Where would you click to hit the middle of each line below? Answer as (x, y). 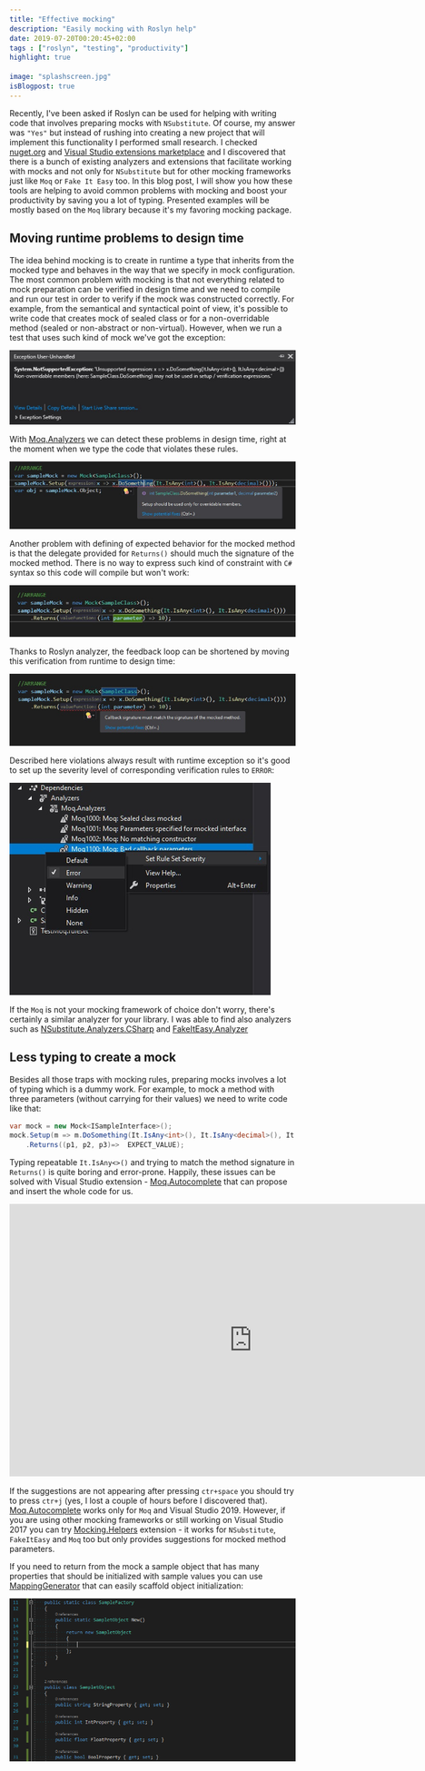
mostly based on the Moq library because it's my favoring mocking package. (151, 210)
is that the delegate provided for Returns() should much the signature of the (152, 553)
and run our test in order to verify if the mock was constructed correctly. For (152, 299)
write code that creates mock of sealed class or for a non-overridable (139, 318)
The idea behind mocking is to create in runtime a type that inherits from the (152, 260)
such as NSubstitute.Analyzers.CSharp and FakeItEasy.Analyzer (129, 1029)
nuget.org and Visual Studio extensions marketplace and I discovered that (148, 152)
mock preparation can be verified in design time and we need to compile (145, 289)
